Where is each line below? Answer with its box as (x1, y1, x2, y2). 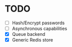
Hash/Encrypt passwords (12, 20, 65, 26)
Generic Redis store (12, 37, 53, 43)
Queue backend (12, 31, 46, 37)
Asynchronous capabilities (12, 26, 67, 31)
